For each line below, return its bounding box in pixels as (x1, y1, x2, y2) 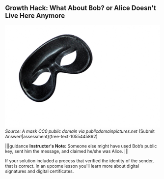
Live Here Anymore (5, 12, 65, 20)
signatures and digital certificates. (5, 168, 74, 174)
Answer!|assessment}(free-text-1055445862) (5, 133, 98, 139)
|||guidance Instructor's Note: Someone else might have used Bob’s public (5, 143, 157, 149)
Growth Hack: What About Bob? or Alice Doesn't (5, 4, 156, 12)
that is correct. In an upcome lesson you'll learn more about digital (5, 163, 139, 169)
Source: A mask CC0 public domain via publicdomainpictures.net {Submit (5, 128, 155, 134)
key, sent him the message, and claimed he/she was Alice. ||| (5, 148, 129, 154)
